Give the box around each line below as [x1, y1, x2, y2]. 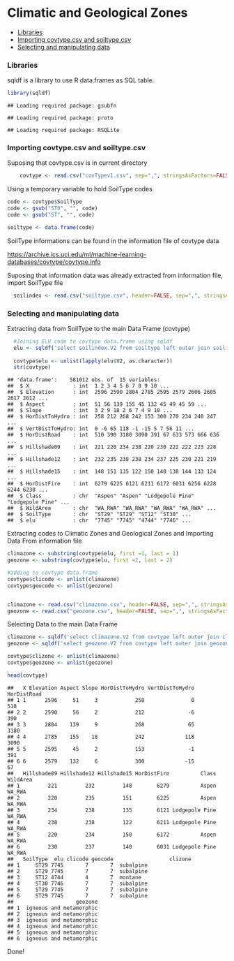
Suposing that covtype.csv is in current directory [7, 159, 148, 167]
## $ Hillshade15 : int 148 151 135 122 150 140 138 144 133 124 [7, 468, 217, 476]
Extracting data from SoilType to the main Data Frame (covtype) [7, 324, 191, 332]
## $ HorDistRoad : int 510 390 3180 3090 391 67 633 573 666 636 [7, 432, 219, 439]
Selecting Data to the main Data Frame [7, 620, 118, 629]
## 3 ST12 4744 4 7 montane [7, 874, 141, 881]
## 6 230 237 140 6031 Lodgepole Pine [7, 843, 217, 850]
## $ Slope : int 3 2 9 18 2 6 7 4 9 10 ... [7, 407, 173, 414]
